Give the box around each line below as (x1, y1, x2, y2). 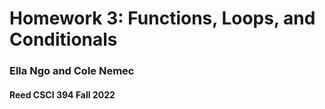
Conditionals (9, 28, 118, 51)
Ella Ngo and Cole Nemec (9, 64, 135, 78)
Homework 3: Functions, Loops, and (9, 7, 316, 30)
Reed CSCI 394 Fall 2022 (9, 88, 116, 101)
